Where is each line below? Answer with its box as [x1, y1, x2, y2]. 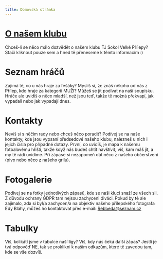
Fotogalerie [5, 174, 52, 185]
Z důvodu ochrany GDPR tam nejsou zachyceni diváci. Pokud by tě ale [5, 195, 146, 201]
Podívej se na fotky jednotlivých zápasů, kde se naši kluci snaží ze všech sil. [5, 190, 158, 196]
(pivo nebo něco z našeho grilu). [5, 157, 71, 163]
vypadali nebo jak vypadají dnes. [5, 98, 71, 104]
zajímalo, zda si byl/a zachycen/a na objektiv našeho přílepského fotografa [5, 201, 155, 206]
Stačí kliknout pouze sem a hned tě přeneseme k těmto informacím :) [5, 49, 144, 55]
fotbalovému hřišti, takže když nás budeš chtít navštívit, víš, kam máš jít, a [5, 147, 153, 152]
